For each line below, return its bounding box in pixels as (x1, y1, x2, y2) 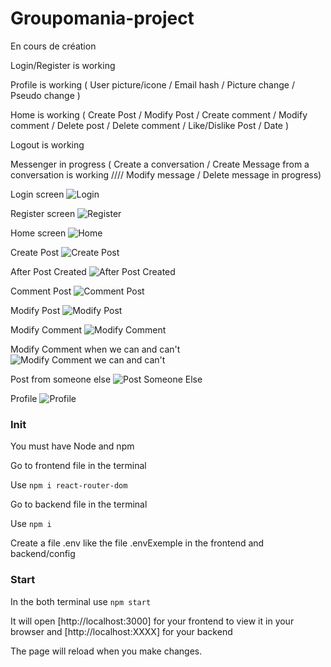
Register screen (10, 207, 76, 219)
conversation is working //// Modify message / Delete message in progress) (10, 168, 322, 181)
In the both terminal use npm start (10, 595, 152, 607)
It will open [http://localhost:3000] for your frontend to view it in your (10, 615, 295, 627)
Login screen (10, 188, 65, 200)
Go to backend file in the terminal (10, 498, 148, 511)
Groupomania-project (10, 7, 195, 30)
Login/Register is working (10, 59, 116, 71)
